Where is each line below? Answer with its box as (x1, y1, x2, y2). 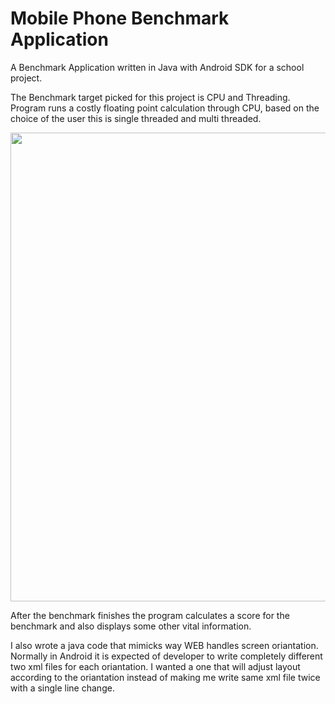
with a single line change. (10, 682, 115, 694)
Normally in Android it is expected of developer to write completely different (10, 650, 323, 662)
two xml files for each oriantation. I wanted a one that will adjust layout (10, 660, 301, 672)
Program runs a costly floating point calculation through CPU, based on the (10, 102, 320, 114)
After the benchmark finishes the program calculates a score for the (10, 609, 290, 621)
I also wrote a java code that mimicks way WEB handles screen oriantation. (10, 639, 319, 651)
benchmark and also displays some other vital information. (10, 620, 252, 632)
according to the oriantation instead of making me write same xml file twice (10, 671, 321, 683)
